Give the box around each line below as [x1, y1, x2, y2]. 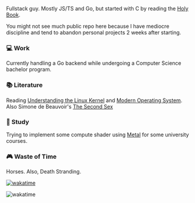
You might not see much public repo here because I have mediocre [6, 23, 170, 30]
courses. [6, 137, 28, 144]
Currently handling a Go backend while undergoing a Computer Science [6, 60, 181, 67]
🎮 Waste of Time [6, 152, 57, 161]
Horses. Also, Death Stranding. [6, 168, 82, 175]
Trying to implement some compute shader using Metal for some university [6, 131, 189, 138]
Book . [6, 11, 21, 18]
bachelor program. [6, 66, 52, 73]
